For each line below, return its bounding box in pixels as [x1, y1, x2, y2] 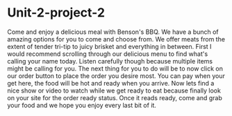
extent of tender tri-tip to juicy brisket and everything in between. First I [7, 42, 212, 50]
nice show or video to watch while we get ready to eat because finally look [7, 86, 221, 95]
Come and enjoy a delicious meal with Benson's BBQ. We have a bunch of [7, 28, 219, 36]
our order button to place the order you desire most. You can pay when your [7, 71, 226, 80]
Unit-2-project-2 [7, 5, 106, 21]
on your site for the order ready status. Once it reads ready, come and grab [7, 93, 222, 101]
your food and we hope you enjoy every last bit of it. [7, 101, 156, 109]
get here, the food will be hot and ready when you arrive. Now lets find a [7, 79, 215, 87]
